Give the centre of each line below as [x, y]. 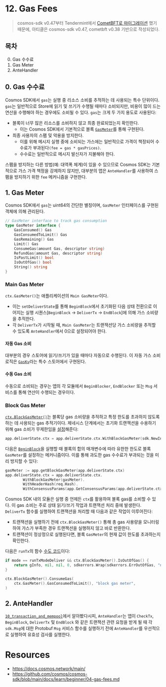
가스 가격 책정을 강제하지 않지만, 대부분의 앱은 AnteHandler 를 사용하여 [85, 171]
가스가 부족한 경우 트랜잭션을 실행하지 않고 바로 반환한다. [76, 528]
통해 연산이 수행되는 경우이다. [46, 392]
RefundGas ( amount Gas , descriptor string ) [58, 253]
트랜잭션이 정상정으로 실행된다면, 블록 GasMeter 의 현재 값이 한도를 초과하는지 [86, 535]
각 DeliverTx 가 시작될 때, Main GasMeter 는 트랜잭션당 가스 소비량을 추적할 [84, 325]
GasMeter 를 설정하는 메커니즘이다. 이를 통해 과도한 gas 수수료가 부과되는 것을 [80, 455]
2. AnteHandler [29, 603]
